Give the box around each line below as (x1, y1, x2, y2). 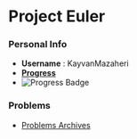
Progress (20, 68, 57, 78)
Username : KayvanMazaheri (20, 58, 130, 69)
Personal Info (8, 38, 68, 51)
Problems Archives (20, 119, 91, 130)
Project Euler (8, 6, 106, 27)
